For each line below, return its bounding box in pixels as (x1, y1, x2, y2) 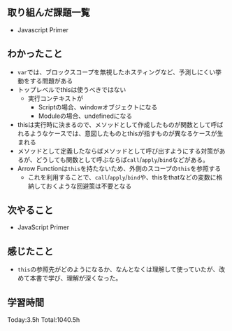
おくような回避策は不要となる (45, 182, 132, 190)
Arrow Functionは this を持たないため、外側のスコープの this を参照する (17, 164, 222, 173)
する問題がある (29, 76, 73, 85)
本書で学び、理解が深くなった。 (29, 274, 122, 283)
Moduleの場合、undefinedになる (38, 112, 133, 120)
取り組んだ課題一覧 (7, 6, 90, 19)
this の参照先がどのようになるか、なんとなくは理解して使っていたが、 (17, 265, 219, 273)
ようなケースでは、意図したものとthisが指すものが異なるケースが (29, 129, 218, 137)
